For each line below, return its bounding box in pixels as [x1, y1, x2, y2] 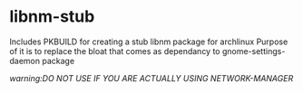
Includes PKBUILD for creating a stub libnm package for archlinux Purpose [9, 36, 288, 47]
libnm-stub [9, 6, 95, 27]
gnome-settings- [221, 45, 286, 56]
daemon [9, 55, 41, 66]
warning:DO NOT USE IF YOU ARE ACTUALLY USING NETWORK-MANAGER [9, 72, 294, 83]
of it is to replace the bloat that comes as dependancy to [9, 45, 220, 56]
